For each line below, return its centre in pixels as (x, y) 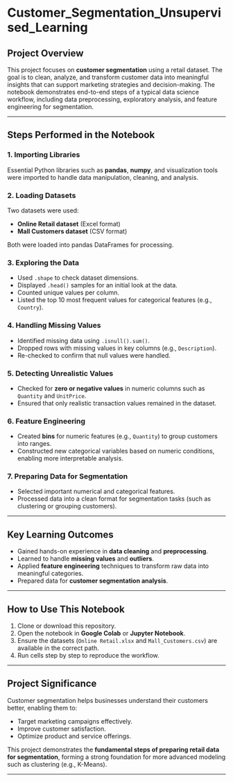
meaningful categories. (50, 574)
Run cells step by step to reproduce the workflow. (88, 656)
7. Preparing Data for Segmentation (68, 476)
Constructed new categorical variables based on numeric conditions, (116, 451)
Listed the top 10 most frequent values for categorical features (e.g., (115, 300)
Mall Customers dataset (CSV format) (72, 231)
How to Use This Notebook (66, 609)
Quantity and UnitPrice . (52, 396)
